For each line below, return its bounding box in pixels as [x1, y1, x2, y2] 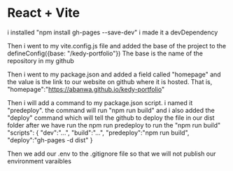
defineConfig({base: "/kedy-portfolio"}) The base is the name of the [7, 49, 203, 57]
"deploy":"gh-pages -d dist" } [7, 135, 93, 144]
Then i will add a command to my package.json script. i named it [7, 98, 193, 107]
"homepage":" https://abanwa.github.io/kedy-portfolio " [7, 85, 165, 93]
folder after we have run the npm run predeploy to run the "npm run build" [7, 121, 221, 129]
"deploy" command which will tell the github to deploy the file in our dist [7, 114, 215, 122]
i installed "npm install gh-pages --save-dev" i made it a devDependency [7, 28, 218, 36]
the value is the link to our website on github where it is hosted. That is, [7, 77, 213, 85]
